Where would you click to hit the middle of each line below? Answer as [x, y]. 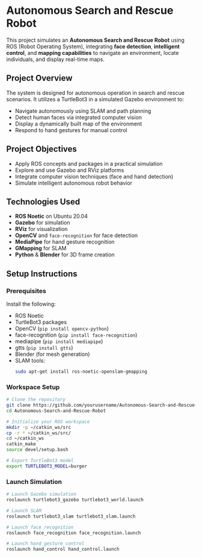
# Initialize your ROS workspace [48, 422]
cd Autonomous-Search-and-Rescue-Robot [56, 411]
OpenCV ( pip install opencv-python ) [62, 329]
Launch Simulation [34, 481]
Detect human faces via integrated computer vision [78, 117]
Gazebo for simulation [42, 223]
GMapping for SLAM [41, 249]
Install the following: [31, 304]
